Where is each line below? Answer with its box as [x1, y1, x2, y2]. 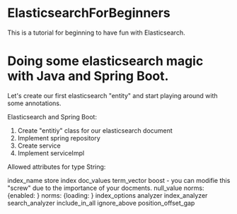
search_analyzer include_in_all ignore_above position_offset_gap [7, 198, 195, 207]
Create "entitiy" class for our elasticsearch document [17, 126, 173, 135]
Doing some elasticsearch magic [7, 53, 204, 69]
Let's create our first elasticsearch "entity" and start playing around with [7, 91, 218, 100]
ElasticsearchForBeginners [7, 5, 171, 21]
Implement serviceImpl [17, 148, 85, 157]
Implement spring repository [17, 133, 100, 142]
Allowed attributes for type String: [7, 162, 106, 171]
